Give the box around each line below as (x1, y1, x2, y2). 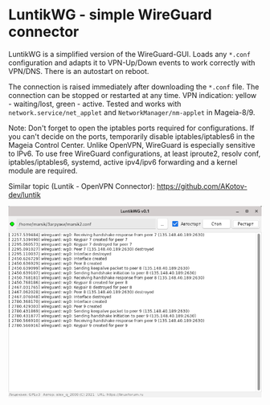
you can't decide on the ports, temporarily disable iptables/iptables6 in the (8, 131, 256, 141)
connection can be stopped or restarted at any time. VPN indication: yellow (8, 90, 257, 100)
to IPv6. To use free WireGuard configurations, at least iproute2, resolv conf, (8, 149, 261, 158)
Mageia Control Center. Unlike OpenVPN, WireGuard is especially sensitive (8, 140, 256, 149)
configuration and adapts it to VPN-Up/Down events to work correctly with (8, 58, 256, 67)
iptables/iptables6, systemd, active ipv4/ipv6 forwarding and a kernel (8, 157, 238, 166)
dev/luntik (8, 190, 42, 199)
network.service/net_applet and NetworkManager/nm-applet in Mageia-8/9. (8, 107, 256, 117)
